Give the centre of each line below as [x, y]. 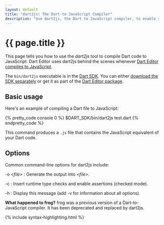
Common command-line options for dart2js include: [57, 164]
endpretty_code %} [24, 123]
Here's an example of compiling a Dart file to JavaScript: [62, 108]
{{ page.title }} [35, 43]
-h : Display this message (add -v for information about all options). [73, 193]
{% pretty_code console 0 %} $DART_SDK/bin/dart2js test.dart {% [72, 118]
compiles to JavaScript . [29, 67]
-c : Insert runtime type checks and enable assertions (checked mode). [76, 184]
